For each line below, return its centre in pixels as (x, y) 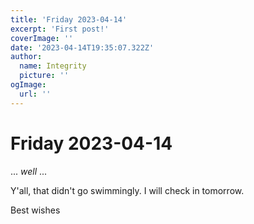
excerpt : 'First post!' (60, 29)
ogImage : (28, 85)
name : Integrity (53, 66)
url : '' (35, 94)
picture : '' (44, 76)
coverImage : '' (42, 38)
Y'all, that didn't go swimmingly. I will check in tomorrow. (127, 190)
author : (26, 57)
